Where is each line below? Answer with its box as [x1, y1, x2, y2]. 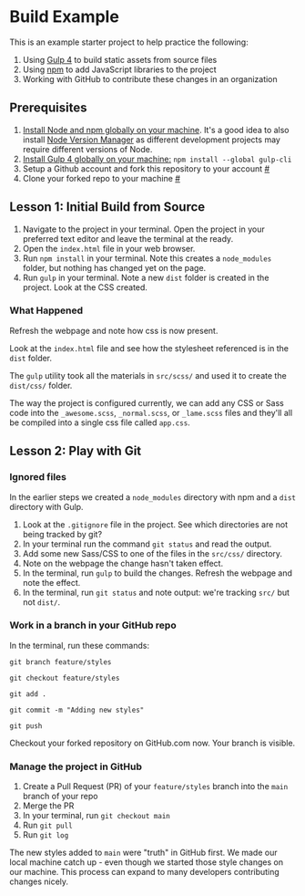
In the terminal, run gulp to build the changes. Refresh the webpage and [22, 568, 293, 578]
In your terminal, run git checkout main [22, 810, 170, 821]
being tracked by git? [22, 528, 103, 539]
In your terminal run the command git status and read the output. [22, 538, 272, 549]
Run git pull [22, 819, 73, 831]
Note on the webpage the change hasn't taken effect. [22, 557, 224, 568]
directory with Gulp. [9, 501, 84, 512]
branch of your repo [22, 791, 98, 802]
